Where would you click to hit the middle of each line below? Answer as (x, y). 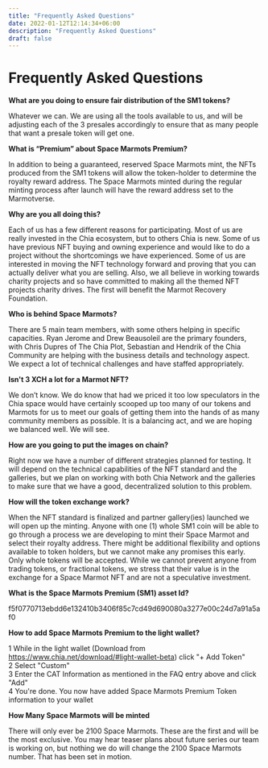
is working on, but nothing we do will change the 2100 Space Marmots (125, 748)
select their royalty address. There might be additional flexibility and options (134, 543)
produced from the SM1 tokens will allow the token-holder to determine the (132, 173)
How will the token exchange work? (69, 502)
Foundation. (28, 298)
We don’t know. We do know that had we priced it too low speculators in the (134, 395)
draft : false (30, 38)
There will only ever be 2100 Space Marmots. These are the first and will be (134, 731)
